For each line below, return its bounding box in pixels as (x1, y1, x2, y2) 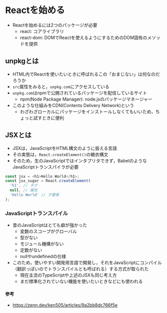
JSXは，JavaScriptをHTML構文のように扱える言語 (12, 145, 117, 151)
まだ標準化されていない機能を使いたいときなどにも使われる (20, 278, 143, 284)
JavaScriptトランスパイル (5, 209, 68, 216)
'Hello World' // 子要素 (10, 192, 59, 197)
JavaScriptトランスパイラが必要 (12, 163, 79, 170)
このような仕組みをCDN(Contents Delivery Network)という (12, 102, 134, 108)
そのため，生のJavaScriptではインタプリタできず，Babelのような (12, 157, 147, 163)
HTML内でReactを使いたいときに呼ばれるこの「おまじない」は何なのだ (12, 71, 160, 77)
